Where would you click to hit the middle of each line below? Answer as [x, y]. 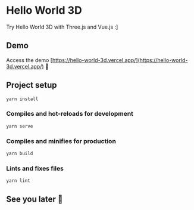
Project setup [32, 85]
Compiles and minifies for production [61, 141]
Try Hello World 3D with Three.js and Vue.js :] [62, 27]
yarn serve [20, 126]
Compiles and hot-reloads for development [70, 114]
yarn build [20, 154]
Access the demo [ [29, 60]
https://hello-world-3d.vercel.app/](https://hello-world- [120, 60]
